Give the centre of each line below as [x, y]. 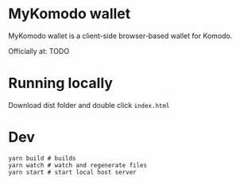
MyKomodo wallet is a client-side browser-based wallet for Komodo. [120, 36]
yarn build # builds [43, 158]
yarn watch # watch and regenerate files [78, 165]
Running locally [61, 83]
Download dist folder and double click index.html [89, 105]
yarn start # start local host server [72, 172]
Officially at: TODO [39, 51]
